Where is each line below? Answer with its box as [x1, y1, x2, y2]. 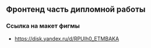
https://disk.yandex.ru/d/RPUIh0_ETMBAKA [14, 35, 120, 42]
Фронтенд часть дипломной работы [6, 5, 146, 14]
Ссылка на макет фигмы [6, 22, 80, 30]
